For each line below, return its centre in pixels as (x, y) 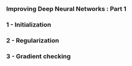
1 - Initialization (29, 24)
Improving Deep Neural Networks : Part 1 (66, 9)
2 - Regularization (33, 40)
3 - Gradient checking (39, 56)
